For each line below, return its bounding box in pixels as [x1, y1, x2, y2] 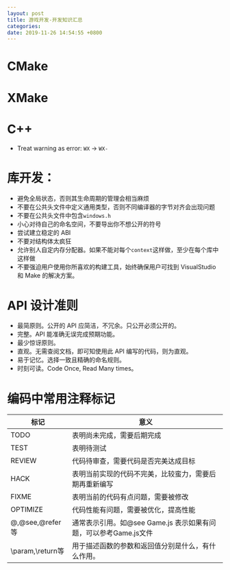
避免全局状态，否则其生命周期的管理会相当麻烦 [16, 194, 149, 202]
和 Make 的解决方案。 [16, 271, 79, 280]
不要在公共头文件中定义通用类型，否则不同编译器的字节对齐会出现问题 [16, 203, 216, 211]
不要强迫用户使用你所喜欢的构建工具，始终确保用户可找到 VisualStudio [16, 262, 216, 271]
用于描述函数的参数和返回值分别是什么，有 [71, 541, 209, 551]
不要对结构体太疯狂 [16, 237, 72, 245]
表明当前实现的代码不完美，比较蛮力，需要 [71, 469, 209, 479]
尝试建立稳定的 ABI [16, 228, 71, 236]
